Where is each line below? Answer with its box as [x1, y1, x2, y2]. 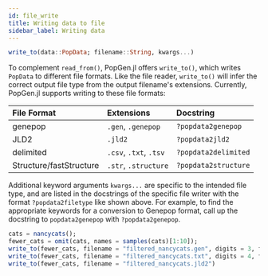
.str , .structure [106, 160, 169, 171]
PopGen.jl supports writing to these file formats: [8, 89, 166, 98]
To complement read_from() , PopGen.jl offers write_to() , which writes [8, 63, 242, 73]
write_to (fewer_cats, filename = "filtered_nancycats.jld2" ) [8, 259, 216, 268]
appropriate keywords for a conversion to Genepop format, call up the [8, 206, 238, 216]
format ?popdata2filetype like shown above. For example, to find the [8, 198, 234, 207]
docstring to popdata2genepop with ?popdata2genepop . [8, 214, 181, 224]
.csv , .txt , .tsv [106, 147, 165, 158]
